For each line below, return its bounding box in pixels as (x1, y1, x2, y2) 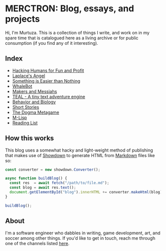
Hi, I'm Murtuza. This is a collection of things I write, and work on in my (5, 30, 150, 35)
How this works (5, 134, 54, 143)
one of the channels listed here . (5, 240, 70, 246)
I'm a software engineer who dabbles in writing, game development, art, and (5, 230, 161, 236)
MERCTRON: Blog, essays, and (5, 3, 134, 14)
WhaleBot (12, 83, 33, 89)
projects (5, 13, 41, 25)
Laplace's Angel (12, 72, 45, 79)
